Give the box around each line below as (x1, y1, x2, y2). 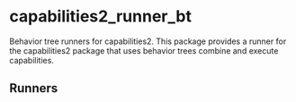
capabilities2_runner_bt (9, 6, 192, 27)
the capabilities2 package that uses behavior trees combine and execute (9, 45, 279, 55)
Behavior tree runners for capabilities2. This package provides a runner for (9, 36, 287, 47)
